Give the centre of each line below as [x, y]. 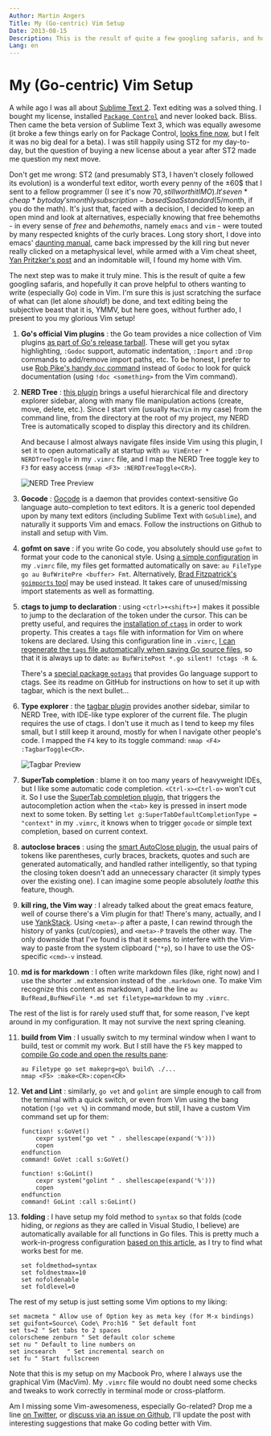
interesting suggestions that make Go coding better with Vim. [111, 1423]
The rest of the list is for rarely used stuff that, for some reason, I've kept [129, 1013]
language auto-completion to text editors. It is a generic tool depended [138, 507]
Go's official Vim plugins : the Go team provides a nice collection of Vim [141, 334]
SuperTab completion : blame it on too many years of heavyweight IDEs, [141, 780]
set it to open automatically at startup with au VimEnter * [115, 450]
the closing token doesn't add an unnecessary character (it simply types [141, 872]
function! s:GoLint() [57, 1174]
